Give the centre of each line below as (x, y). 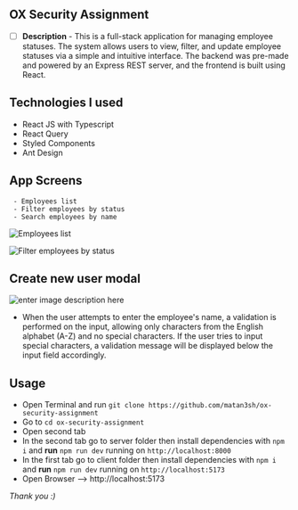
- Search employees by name (65, 217)
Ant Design (43, 152)
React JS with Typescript (68, 124)
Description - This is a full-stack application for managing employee (148, 36)
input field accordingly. (64, 355)
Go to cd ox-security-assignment (83, 422)
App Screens (46, 181)
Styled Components (59, 143)
